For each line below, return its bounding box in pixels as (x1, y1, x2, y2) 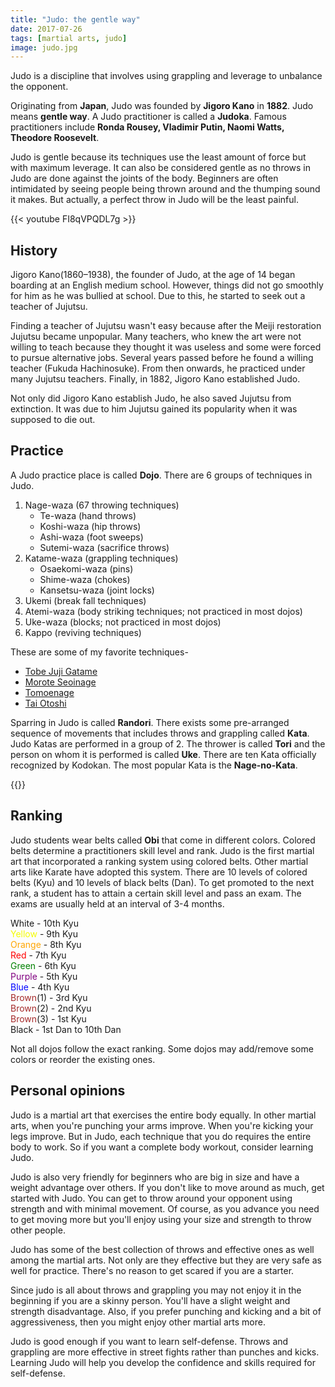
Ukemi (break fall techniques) (24, 594, 147, 606)
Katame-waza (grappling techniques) (24, 552, 179, 564)
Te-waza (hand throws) (39, 509, 137, 521)
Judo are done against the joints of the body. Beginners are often (10, 172, 279, 185)
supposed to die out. (10, 414, 96, 426)
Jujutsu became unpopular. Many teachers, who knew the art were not (10, 331, 302, 343)
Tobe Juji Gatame (24, 665, 98, 677)
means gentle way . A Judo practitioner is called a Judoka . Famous (10, 111, 287, 123)
